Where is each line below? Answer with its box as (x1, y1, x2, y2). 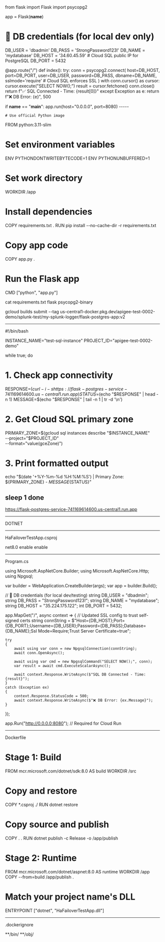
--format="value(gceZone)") (5, 440, 63, 446)
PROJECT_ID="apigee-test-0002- (83, 337, 153, 343)
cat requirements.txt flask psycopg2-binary (5, 299, 93, 305)
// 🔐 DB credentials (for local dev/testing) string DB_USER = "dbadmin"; (5, 592, 149, 598)
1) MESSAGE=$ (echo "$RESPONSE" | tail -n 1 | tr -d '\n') (9, 396, 123, 402)
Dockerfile (5, 735, 26, 740)
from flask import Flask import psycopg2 (5, 4, 87, 10)
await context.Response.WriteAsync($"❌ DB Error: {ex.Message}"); (14, 698, 153, 703)
